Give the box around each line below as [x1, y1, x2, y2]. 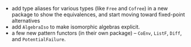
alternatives [11, 17, 40, 24]
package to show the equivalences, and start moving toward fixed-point [11, 11, 185, 18]
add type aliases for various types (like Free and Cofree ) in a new [11, 5, 168, 12]
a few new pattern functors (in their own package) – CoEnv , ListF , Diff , [11, 30, 182, 37]
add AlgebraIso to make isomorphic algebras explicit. [11, 23, 140, 30]
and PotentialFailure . [11, 36, 66, 42]
